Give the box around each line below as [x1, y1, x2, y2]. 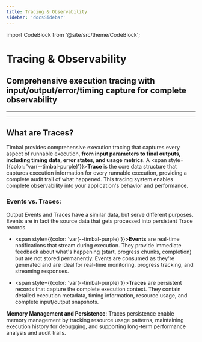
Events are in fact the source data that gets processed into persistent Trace [6, 217, 194, 225]
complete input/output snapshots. [14, 298, 99, 305]
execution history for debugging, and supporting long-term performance [6, 323, 186, 330]
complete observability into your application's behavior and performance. [6, 182, 188, 190]
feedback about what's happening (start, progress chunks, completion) [14, 248, 192, 255]
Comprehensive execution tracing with [6, 76, 155, 86]
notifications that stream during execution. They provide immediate [14, 241, 182, 249]
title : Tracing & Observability [6, 8, 87, 15]
